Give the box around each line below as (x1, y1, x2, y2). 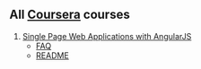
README (35, 49, 69, 61)
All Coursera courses (9, 7, 130, 22)
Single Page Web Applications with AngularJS (22, 30, 192, 41)
